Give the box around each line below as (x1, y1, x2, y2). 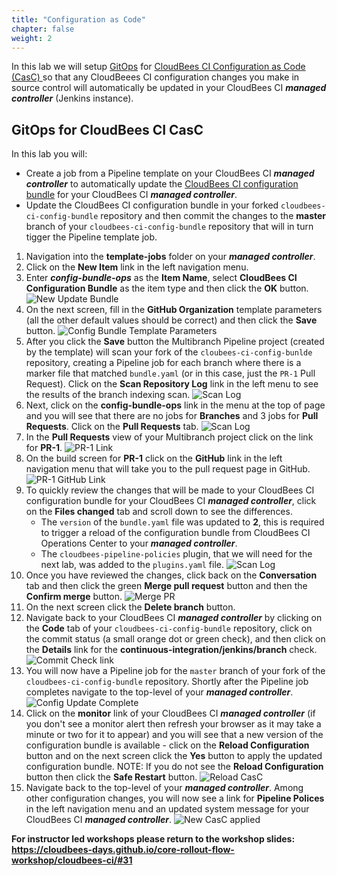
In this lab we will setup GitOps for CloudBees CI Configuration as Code (11, 61, 306, 73)
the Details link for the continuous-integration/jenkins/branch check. (25, 644, 318, 656)
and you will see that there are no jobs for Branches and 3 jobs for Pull (25, 410, 319, 422)
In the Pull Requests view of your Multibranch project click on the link (25, 431, 314, 443)
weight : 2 (11, 33, 53, 43)
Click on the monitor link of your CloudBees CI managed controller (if (25, 707, 316, 720)
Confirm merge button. (25, 591, 123, 603)
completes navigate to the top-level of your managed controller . (25, 686, 294, 698)
